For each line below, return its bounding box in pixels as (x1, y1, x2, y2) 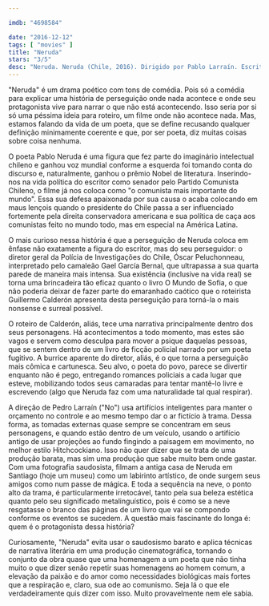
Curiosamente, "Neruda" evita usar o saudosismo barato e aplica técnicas (8, 538, 253, 547)
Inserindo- (217, 169, 252, 178)
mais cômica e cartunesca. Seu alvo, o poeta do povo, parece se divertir (8, 362, 247, 371)
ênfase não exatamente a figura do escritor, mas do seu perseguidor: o (8, 244, 243, 253)
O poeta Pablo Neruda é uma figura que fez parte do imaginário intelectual (8, 151, 255, 161)
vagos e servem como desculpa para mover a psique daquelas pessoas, (8, 336, 247, 345)
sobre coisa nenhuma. (8, 136, 82, 145)
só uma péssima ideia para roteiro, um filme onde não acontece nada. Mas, (8, 111, 257, 120)
